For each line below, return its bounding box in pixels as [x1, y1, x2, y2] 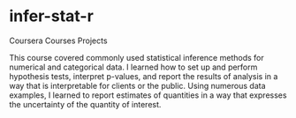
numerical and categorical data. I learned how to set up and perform [9, 62, 258, 72]
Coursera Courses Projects [9, 35, 108, 46]
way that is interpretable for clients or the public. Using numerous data [9, 80, 267, 91]
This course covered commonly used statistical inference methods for [9, 52, 264, 63]
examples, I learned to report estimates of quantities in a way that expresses [9, 90, 287, 100]
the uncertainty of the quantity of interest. [9, 99, 162, 109]
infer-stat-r [9, 6, 95, 26]
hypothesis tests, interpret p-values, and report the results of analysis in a [9, 70, 278, 81]
